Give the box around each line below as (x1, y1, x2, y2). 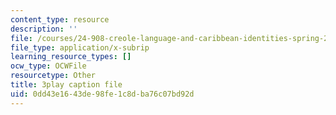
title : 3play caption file (10, 80, 123, 90)
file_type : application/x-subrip (10, 42, 150, 53)
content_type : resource (10, 14, 110, 25)
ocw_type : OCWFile (10, 61, 87, 71)
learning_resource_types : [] (10, 52, 132, 62)
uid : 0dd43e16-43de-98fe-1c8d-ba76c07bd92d (10, 89, 195, 99)
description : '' (10, 24, 78, 34)
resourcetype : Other (10, 71, 97, 81)
